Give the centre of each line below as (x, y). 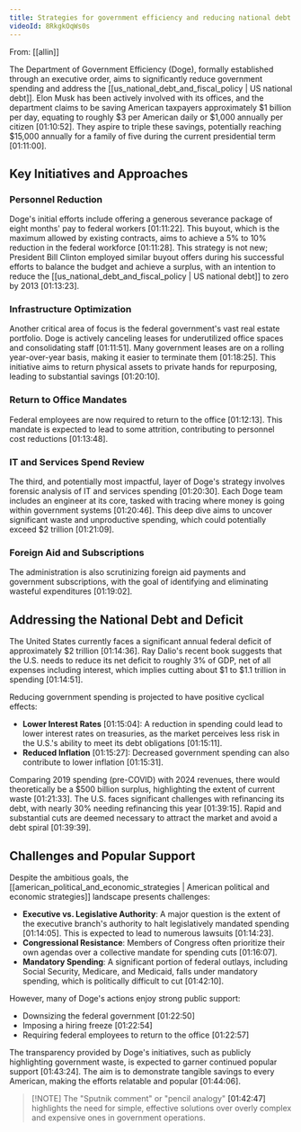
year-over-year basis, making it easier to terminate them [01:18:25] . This (143, 357)
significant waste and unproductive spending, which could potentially (138, 520)
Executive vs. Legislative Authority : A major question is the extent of (151, 914)
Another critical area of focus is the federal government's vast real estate (145, 328)
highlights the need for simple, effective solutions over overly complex (161, 1108)
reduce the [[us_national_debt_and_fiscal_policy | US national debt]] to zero (149, 276)
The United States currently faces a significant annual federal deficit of (141, 642)
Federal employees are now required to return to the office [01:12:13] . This (146, 419)
